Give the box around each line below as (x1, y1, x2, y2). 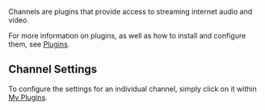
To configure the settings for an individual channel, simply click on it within (8, 84, 257, 93)
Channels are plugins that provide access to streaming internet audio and (8, 7, 253, 16)
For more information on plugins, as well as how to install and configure (8, 31, 246, 40)
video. (8, 15, 30, 25)
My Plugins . (8, 92, 48, 102)
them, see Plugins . (8, 39, 70, 49)
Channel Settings (8, 63, 98, 76)
